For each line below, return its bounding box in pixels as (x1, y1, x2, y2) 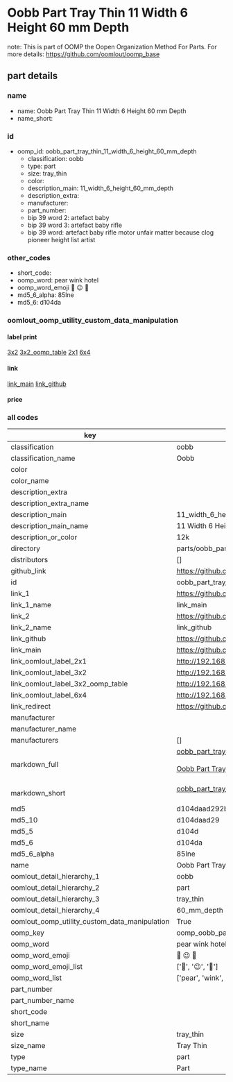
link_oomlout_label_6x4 (10, 691, 87, 700)
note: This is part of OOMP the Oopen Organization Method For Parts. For (7, 42, 217, 51)
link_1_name (10, 600, 52, 610)
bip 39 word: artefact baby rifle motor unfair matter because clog (27, 228, 214, 237)
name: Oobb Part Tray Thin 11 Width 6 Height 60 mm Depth (17, 106, 187, 115)
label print (7, 332, 37, 341)
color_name (10, 476, 49, 486)
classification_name (10, 453, 76, 463)
